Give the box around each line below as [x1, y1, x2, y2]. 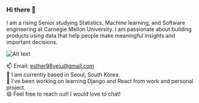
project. [6, 84, 26, 91]
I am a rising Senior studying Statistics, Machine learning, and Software [6, 19, 186, 27]
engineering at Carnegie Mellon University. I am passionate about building [6, 25, 192, 33]
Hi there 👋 [6, 5, 37, 14]
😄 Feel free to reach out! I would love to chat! [6, 90, 120, 98]
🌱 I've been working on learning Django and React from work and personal [6, 78, 194, 85]
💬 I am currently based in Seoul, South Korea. [6, 71, 120, 78]
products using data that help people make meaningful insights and [6, 32, 175, 39]
